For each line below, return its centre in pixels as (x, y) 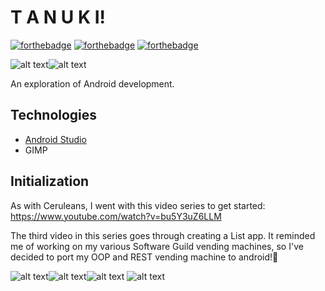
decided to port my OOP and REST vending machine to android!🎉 (144, 257)
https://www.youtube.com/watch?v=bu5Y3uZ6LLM (116, 216)
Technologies (54, 115)
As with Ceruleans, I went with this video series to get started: (138, 205)
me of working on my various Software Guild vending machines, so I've (157, 246)
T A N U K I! (58, 17)
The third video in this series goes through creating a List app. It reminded (163, 235)
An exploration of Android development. (92, 83)
